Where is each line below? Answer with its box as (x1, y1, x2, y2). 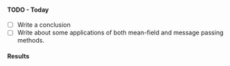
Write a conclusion (17, 21, 71, 29)
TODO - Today (7, 5, 49, 14)
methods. (17, 36, 45, 45)
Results (7, 52, 30, 60)
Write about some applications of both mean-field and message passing (17, 28, 224, 37)
